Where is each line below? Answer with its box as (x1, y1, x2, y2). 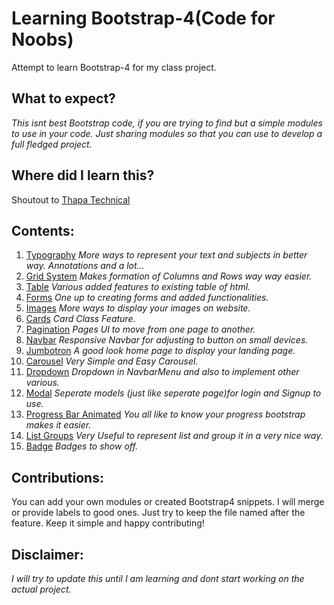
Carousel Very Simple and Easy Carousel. (25, 355, 199, 367)
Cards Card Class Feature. (25, 313, 136, 325)
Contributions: (11, 469, 104, 486)
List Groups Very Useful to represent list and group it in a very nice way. (25, 430, 324, 442)
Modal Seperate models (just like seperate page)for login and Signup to (25, 387, 322, 399)
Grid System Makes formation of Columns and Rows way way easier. (25, 270, 313, 282)
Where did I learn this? (11, 167, 155, 184)
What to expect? (11, 90, 116, 107)
